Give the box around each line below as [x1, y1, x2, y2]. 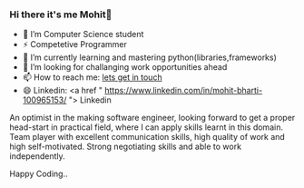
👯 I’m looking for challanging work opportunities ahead [22, 62, 228, 73]
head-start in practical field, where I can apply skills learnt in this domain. [9, 122, 284, 133]
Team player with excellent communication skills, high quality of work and [9, 132, 286, 143]
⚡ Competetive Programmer [22, 39, 127, 50]
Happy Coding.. [9, 168, 68, 180]
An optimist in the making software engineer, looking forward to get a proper [9, 113, 296, 124]
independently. [9, 151, 65, 162]
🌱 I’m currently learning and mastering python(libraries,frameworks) [22, 52, 277, 63]
